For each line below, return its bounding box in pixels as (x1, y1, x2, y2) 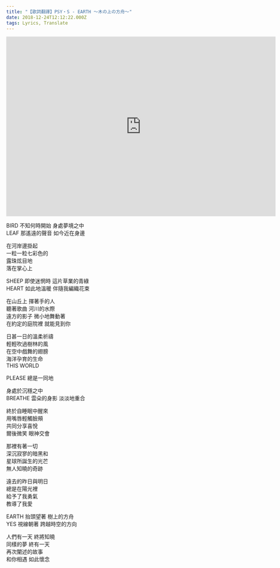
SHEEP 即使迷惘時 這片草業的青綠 (6, 277, 90, 285)
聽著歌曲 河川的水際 (6, 305, 55, 312)
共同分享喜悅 (6, 422, 38, 430)
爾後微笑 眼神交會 (6, 430, 50, 437)
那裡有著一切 (6, 443, 38, 450)
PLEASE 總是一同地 (6, 374, 54, 382)
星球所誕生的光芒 (6, 458, 48, 465)
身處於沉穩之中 (6, 387, 43, 394)
